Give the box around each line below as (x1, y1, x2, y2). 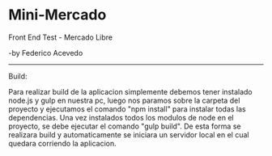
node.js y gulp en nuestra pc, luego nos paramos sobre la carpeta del (8, 95, 240, 105)
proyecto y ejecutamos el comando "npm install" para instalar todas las (8, 103, 247, 114)
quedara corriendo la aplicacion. (8, 138, 117, 148)
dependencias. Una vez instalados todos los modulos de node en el (8, 112, 234, 122)
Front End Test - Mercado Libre (8, 32, 113, 42)
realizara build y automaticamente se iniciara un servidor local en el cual (8, 129, 249, 139)
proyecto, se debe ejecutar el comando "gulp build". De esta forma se (8, 121, 241, 131)
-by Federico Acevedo (8, 48, 83, 57)
